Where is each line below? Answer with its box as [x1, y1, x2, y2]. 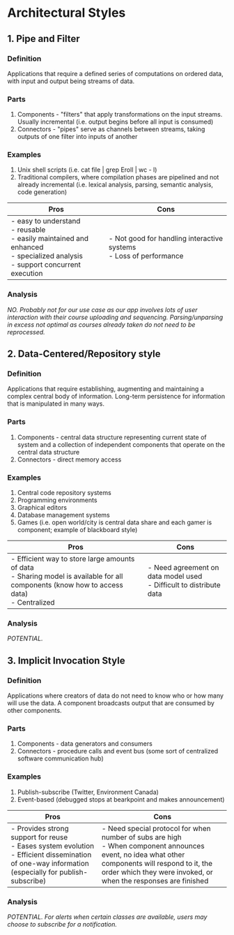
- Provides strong [10, 823, 69, 833]
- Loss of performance [108, 251, 184, 261]
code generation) [17, 188, 68, 196]
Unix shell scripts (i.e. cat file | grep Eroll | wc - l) [17, 165, 157, 174]
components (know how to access [10, 580, 123, 590]
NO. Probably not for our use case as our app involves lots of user [7, 305, 198, 314]
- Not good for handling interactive [108, 234, 223, 244]
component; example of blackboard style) [17, 526, 138, 534]
